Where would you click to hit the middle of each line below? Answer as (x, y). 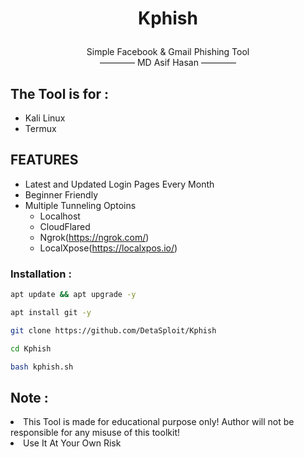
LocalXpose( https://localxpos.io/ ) (108, 248)
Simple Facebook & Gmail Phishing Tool (168, 52)
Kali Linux (45, 118)
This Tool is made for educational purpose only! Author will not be (159, 422)
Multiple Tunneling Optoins (80, 205)
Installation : (41, 274)
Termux (40, 128)
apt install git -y (51, 312)
